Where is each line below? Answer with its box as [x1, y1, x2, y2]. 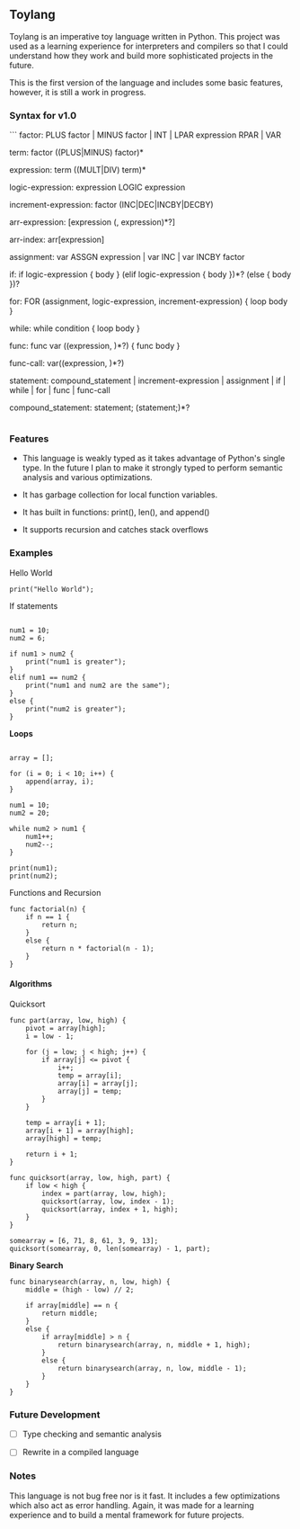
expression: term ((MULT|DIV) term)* [9, 165, 146, 175]
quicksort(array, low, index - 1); [41, 1196, 175, 1206]
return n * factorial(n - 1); [41, 943, 154, 952]
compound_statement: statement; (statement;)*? [9, 402, 190, 413]
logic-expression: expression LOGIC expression [9, 182, 186, 192]
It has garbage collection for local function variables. [22, 489, 218, 500]
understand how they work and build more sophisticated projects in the [9, 49, 274, 61]
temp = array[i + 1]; [25, 1118, 106, 1127]
